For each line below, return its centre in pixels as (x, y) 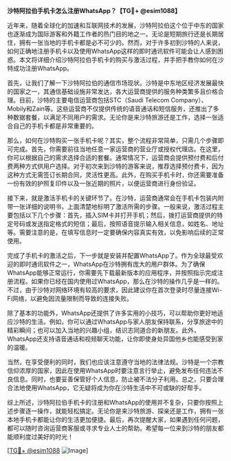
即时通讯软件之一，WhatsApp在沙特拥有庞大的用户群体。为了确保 (112, 264)
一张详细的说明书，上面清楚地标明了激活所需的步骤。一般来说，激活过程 (115, 206)
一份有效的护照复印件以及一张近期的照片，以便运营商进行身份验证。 (103, 183)
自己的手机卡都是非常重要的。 (55, 126)
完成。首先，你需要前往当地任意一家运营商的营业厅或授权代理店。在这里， (118, 149)
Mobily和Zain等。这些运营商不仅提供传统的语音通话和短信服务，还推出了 (110, 109)
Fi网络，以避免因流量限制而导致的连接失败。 (70, 299)
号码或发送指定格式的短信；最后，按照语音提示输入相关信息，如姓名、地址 (118, 224)
